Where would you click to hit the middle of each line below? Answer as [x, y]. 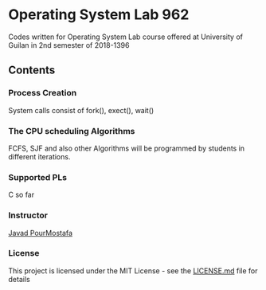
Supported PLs [38, 177]
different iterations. [39, 156]
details [19, 279]
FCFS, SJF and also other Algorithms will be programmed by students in [127, 148]
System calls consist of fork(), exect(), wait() [81, 110]
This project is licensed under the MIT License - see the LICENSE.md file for [133, 270]
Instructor [28, 215]
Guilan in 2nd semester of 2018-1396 [69, 45]
